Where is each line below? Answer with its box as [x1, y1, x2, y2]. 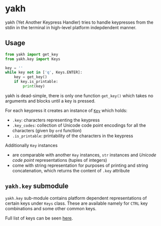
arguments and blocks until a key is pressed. [5, 98, 96, 104]
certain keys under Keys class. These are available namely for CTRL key [5, 200, 148, 206]
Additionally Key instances [5, 142, 58, 148]
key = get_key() [14, 75, 48, 79]
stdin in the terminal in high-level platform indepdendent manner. [5, 24, 137, 30]
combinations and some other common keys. [5, 205, 97, 211]
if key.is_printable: [14, 79, 58, 84]
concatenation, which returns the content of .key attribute [12, 167, 130, 173]
